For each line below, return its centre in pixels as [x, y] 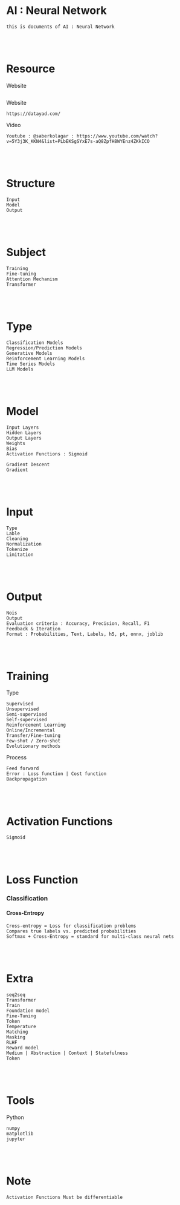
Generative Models [29, 353]
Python [15, 1117]
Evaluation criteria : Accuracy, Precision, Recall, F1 [78, 623]
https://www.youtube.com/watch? [117, 136]
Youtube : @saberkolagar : [40, 136]
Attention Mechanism [32, 279]
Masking [16, 1037]
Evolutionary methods [34, 746]
